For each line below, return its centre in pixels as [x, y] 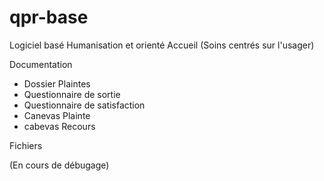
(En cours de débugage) [59, 165]
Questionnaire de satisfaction [84, 105]
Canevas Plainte [57, 115]
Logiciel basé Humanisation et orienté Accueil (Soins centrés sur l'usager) [162, 45]
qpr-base [49, 17]
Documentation [41, 64]
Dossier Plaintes [57, 83]
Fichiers [26, 145]
